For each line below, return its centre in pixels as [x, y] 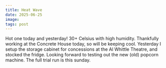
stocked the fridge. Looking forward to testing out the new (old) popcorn [82, 55]
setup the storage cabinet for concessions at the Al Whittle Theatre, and [81, 49]
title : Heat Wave [24, 10]
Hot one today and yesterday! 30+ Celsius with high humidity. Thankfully [82, 39]
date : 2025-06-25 [24, 15]
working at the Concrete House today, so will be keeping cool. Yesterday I [83, 44]
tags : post [17, 24]
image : [12, 19]
